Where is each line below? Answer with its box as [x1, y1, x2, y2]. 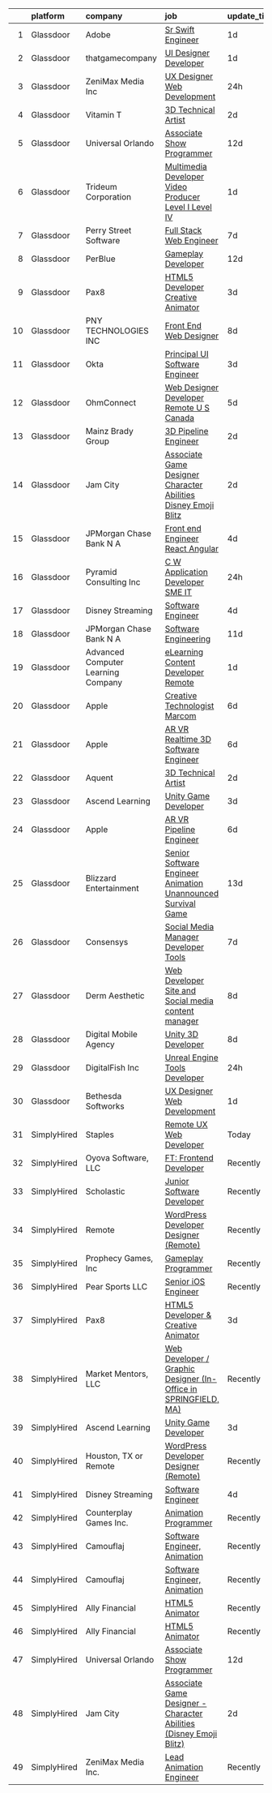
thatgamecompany [85, 53, 158, 63]
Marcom [164, 710, 197, 721]
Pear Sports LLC [85, 1281, 148, 1292]
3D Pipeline [164, 426, 209, 436]
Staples [85, 1129, 115, 1140]
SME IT [164, 587, 193, 598]
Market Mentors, [85, 1368, 149, 1379]
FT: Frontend [164, 1152, 214, 1163]
